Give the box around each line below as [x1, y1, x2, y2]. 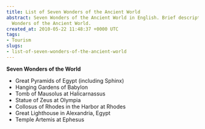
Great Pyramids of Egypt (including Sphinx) [15, 77, 124, 84]
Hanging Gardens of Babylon [15, 83, 88, 91]
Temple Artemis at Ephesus [15, 116, 84, 123]
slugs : [6, 43, 23, 49]
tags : [6, 32, 20, 38]
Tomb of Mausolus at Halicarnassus [15, 89, 106, 97]
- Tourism [6, 37, 32, 43]
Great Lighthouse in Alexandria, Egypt [15, 109, 111, 116]
